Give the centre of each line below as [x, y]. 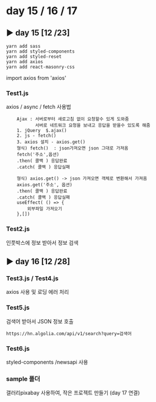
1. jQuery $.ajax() [42, 131]
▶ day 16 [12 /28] [38, 261]
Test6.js [18, 348]
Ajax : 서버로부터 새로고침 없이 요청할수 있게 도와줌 [73, 119]
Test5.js [18, 307]
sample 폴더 [23, 378]
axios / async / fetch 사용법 [39, 107]
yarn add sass [24, 46]
